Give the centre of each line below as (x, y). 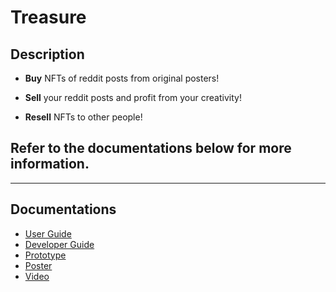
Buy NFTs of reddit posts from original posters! (122, 78)
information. (50, 164)
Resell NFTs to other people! (83, 117)
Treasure (48, 17)
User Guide (48, 233)
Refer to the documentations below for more (151, 148)
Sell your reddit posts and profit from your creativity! (133, 97)
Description (47, 54)
